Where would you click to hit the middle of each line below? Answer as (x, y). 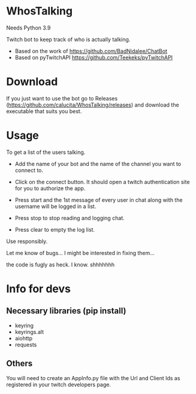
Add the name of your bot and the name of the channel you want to (98, 164)
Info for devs (38, 289)
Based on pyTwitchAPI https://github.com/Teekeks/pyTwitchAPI (94, 57)
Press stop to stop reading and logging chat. (70, 218)
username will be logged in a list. (55, 206)
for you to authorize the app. (50, 188)
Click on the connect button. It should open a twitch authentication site (102, 182)
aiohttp (24, 338)
